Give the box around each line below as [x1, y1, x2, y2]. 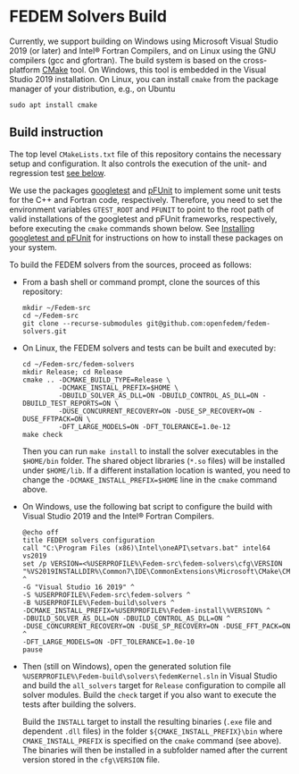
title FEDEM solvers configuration [21, 535, 155, 544]
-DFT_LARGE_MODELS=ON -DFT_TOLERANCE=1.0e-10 [21, 637, 195, 646]
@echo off [21, 527, 60, 537]
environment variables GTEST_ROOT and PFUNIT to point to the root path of [9, 204, 275, 215]
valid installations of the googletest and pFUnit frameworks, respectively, [9, 213, 278, 224]
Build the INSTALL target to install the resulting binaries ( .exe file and [21, 716, 272, 727]
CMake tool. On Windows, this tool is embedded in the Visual [41, 64, 266, 75]
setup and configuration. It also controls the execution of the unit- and [9, 158, 268, 169]
